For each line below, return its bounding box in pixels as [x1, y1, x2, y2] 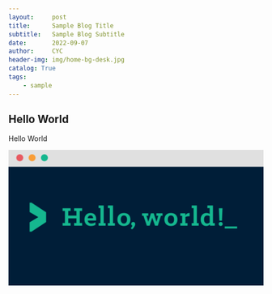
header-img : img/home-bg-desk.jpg [8, 56, 125, 64]
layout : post [8, 13, 67, 21]
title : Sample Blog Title [8, 21, 114, 30]
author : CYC [8, 47, 63, 56]
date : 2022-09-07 [8, 39, 89, 47]
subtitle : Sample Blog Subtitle [8, 30, 125, 38]
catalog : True [8, 65, 57, 73]
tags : [8, 73, 27, 81]
